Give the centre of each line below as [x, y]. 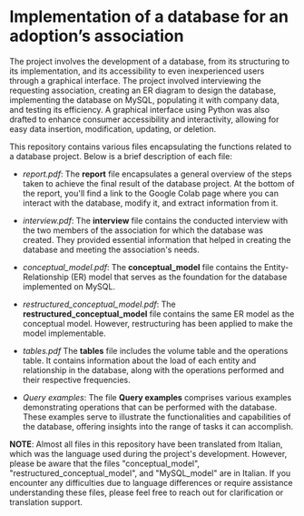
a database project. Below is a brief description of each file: [121, 156]
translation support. [46, 501]
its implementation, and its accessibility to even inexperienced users [137, 71]
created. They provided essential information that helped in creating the [157, 239]
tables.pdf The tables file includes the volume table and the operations [155, 350]
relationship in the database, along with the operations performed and [153, 369]
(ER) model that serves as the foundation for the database [179, 277]
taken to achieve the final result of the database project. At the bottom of [158, 183]
